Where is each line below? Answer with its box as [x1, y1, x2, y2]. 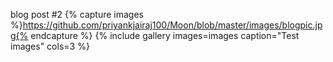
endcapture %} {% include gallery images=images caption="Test [30, 30, 300, 41]
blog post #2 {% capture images [10, 9, 144, 20]
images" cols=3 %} [10, 40, 90, 52]
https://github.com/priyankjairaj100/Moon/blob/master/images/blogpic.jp [22, 19, 323, 31]
